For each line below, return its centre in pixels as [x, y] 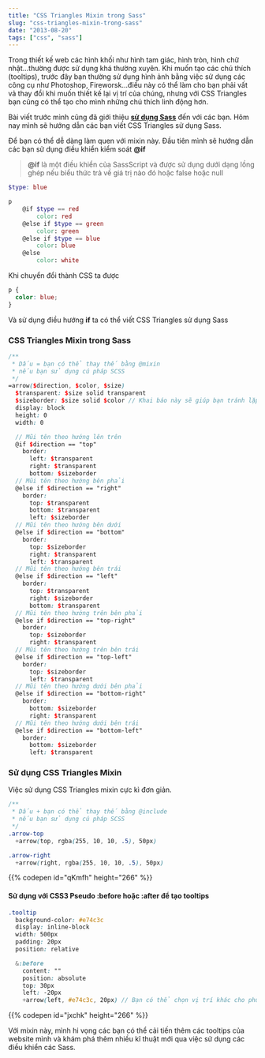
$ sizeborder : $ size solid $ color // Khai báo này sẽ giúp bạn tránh [130, 401]
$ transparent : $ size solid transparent [81, 393]
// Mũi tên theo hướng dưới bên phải [79, 687]
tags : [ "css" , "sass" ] [45, 38]
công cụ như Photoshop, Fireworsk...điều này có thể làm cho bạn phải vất [128, 85]
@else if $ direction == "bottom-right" [81, 694]
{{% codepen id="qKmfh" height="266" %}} [80, 878]
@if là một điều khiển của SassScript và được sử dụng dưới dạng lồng [141, 165]
